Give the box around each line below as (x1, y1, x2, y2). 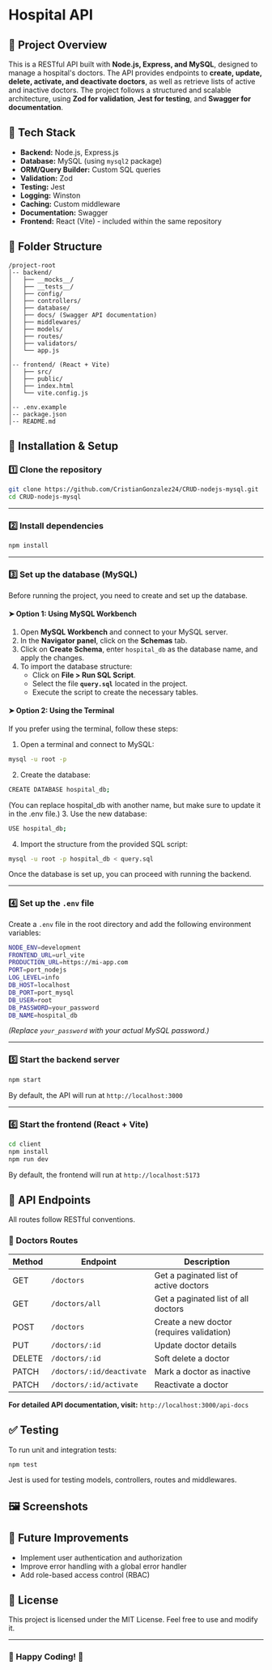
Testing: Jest (19, 182, 66, 191)
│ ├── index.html (8, 382, 74, 390)
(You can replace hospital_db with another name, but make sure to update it (8, 800, 261, 809)
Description (184, 1256, 231, 1267)
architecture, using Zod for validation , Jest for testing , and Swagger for (8, 94, 251, 103)
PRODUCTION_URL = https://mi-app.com (8, 959, 129, 967)
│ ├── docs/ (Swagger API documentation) (8, 310, 158, 319)
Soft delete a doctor (154, 1352, 230, 1364)
